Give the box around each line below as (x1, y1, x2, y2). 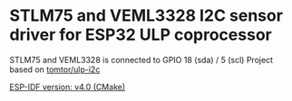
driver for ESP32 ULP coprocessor (9, 24, 272, 45)
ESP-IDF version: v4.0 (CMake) (9, 81, 126, 92)
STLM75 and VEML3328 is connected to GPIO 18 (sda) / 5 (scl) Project (9, 54, 274, 65)
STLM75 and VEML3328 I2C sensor (9, 5, 284, 26)
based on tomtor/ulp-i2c (9, 64, 101, 75)
